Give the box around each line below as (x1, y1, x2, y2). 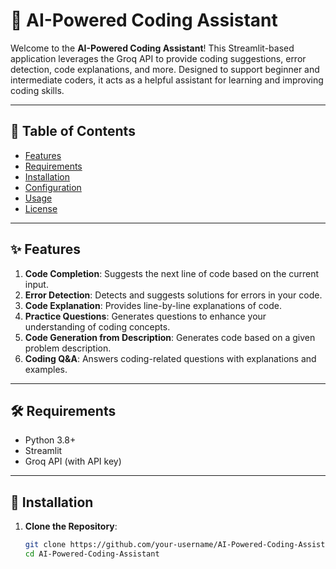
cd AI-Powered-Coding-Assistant (24, 549, 160, 559)
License (24, 202, 58, 214)
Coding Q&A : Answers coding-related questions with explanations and (24, 352, 317, 364)
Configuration (24, 181, 82, 193)
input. (24, 278, 49, 290)
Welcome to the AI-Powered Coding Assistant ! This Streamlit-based (10, 42, 295, 54)
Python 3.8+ (24, 434, 77, 446)
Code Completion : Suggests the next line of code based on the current (24, 267, 320, 279)
